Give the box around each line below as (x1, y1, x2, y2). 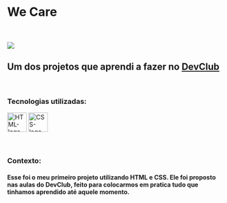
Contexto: (7, 156, 41, 165)
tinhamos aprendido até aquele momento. (7, 187, 130, 196)
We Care (7, 4, 57, 20)
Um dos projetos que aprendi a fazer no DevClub (7, 61, 219, 73)
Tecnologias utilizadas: (7, 96, 87, 106)
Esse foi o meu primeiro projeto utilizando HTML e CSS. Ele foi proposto (7, 173, 216, 181)
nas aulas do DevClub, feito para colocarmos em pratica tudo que (7, 180, 199, 189)
